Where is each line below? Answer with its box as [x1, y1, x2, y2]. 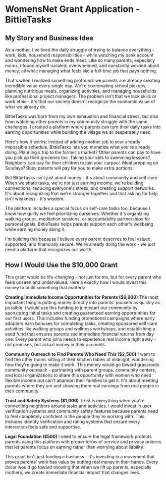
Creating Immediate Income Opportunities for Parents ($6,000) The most [5, 294, 159, 300]
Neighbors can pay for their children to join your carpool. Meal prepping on [5, 160, 159, 165]
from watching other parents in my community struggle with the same [5, 119, 148, 124]
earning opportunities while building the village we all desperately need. [5, 129, 152, 135]
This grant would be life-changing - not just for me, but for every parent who [5, 274, 162, 280]
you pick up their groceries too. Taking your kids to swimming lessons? [5, 155, 150, 160]
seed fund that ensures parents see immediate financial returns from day [5, 331, 154, 337]
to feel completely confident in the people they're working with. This [5, 413, 145, 419]
